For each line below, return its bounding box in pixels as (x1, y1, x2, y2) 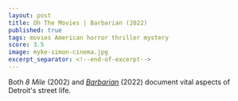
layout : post (8, 11, 52, 20)
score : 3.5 (8, 41, 45, 49)
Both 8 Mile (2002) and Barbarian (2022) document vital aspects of (8, 77, 231, 87)
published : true (8, 26, 62, 34)
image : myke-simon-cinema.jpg (8, 48, 109, 56)
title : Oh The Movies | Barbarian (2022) (8, 19, 148, 27)
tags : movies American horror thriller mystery (8, 33, 170, 42)
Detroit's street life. (8, 85, 72, 95)
